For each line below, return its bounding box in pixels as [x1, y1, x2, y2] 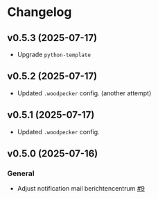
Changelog [7, 4, 72, 20]
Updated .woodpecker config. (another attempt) [17, 88, 152, 97]
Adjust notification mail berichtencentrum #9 [17, 184, 146, 193]
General [7, 168, 35, 178]
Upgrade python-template [17, 50, 91, 58]
